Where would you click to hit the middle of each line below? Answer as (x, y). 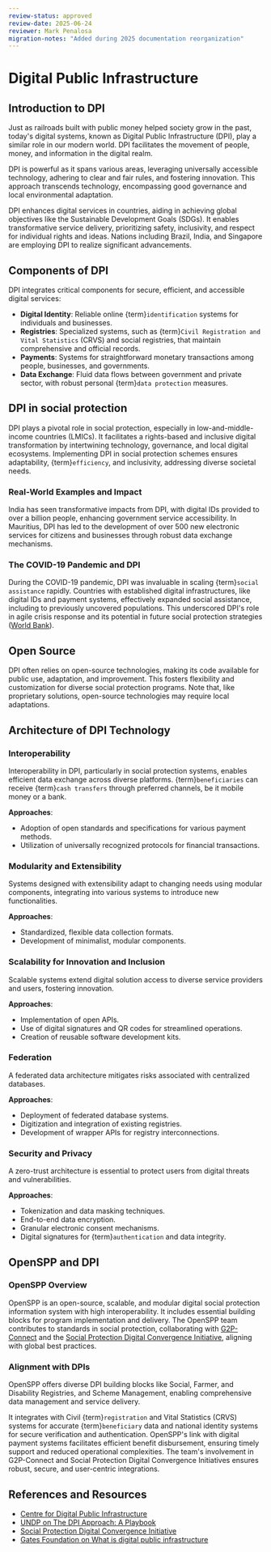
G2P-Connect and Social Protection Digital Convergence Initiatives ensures (133, 1461)
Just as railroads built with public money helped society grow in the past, (130, 128)
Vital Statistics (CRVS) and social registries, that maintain (120, 340)
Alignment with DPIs (49, 1367)
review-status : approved (50, 16)
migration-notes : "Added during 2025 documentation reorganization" (126, 38)
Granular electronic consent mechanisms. (90, 1228)
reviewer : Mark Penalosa (50, 31)
